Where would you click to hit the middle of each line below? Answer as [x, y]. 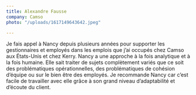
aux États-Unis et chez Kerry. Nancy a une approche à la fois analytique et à [98, 57]
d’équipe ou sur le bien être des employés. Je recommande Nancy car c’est [97, 75]
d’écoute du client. [28, 87]
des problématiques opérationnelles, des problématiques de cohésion [90, 69]
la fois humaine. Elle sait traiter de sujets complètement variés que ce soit [95, 62]
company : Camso [25, 17]
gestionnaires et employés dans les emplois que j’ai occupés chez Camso [95, 50]
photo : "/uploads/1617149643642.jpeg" [53, 22]
